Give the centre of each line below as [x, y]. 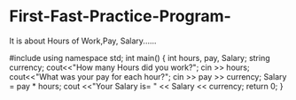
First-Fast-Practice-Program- [121, 16]
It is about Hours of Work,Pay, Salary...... [83, 41]
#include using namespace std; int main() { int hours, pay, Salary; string [140, 58]
